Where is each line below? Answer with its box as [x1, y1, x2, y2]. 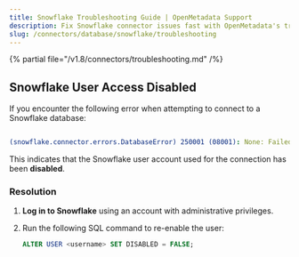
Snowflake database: [9, 113, 86, 124]
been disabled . [9, 164, 65, 174]
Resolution [9, 185, 57, 197]
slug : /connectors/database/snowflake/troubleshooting [9, 29, 217, 38]
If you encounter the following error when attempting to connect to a [9, 103, 261, 114]
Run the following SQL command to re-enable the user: [21, 223, 224, 234]
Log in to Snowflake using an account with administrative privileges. [21, 205, 274, 216]
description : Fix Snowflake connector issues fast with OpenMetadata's [9, 21, 280, 30]
